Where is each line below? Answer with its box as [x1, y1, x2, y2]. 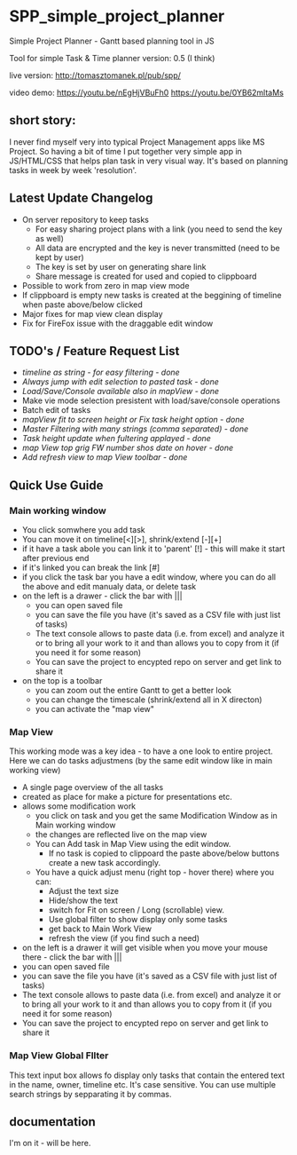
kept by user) [35, 251, 84, 263]
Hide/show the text [48, 895, 118, 906]
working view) [9, 765, 61, 776]
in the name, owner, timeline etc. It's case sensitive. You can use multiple [9, 1079, 277, 1089]
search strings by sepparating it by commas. [9, 1088, 172, 1099]
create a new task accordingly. [48, 858, 161, 868]
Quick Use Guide [9, 478, 104, 493]
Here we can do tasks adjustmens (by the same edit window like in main [9, 755, 273, 766]
